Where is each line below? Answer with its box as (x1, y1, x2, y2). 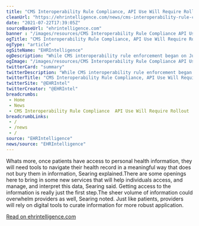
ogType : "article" (6, 42, 52, 48)
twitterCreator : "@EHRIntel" (6, 86, 78, 92)
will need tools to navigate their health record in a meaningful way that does (6, 164, 191, 171)
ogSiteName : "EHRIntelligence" (6, 47, 84, 53)
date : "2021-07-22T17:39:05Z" (6, 20, 81, 26)
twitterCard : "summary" (6, 63, 65, 70)
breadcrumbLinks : (6, 113, 49, 119)
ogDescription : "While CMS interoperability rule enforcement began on (6, 53, 187, 59)
